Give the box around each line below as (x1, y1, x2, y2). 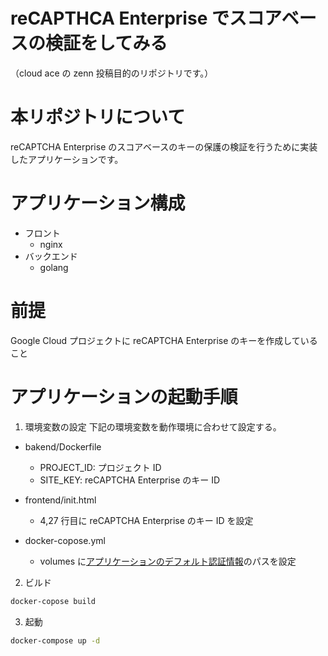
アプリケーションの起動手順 (10, 385, 238, 408)
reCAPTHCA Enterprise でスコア (10, 7, 282, 30)
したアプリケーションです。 (10, 153, 124, 165)
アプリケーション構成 (10, 192, 186, 215)
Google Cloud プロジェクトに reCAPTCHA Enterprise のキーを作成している (10, 334, 318, 346)
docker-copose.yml (24, 534, 106, 546)
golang (39, 261, 69, 273)
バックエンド (24, 250, 78, 262)
